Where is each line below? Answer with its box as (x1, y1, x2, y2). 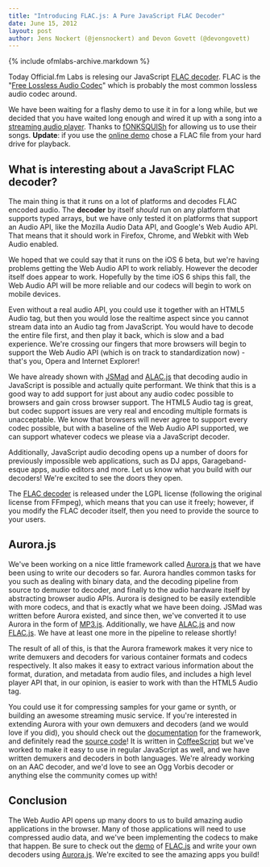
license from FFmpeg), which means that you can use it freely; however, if (8, 498, 255, 507)
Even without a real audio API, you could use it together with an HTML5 (8, 305, 245, 315)
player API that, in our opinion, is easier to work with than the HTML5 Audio (8, 677, 258, 687)
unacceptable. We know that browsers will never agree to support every (8, 415, 248, 424)
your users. (8, 515, 46, 524)
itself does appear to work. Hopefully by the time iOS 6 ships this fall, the (8, 272, 251, 282)
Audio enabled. (8, 240, 59, 249)
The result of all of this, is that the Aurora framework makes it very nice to (8, 643, 253, 653)
